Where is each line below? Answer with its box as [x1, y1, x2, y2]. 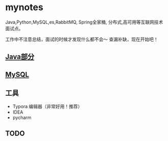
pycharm [12, 114, 32, 121]
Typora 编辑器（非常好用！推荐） [12, 103, 82, 109]
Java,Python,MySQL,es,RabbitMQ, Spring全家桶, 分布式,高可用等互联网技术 [5, 19, 163, 25]
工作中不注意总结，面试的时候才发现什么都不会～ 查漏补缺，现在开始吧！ [5, 36, 158, 42]
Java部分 [5, 52, 35, 61]
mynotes [5, 2, 43, 13]
